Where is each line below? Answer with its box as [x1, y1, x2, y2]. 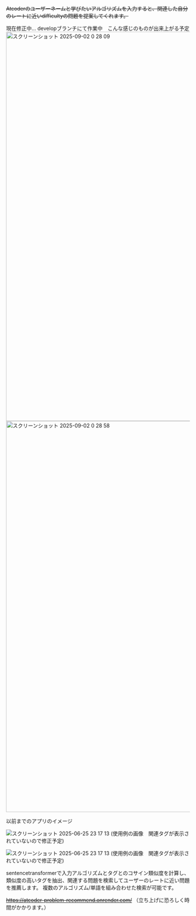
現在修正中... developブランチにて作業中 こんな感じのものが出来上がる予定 [6, 25, 190, 32]
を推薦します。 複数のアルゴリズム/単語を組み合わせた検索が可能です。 [6, 884, 177, 891]
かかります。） [16, 904, 50, 911]
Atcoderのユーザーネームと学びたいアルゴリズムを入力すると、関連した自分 [6, 5, 188, 12]
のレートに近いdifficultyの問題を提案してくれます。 [6, 12, 129, 19]
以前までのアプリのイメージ [6, 818, 73, 824]
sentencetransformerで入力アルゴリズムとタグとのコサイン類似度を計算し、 [6, 870, 190, 876]
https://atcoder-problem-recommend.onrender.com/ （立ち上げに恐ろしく [6, 897, 185, 903]
